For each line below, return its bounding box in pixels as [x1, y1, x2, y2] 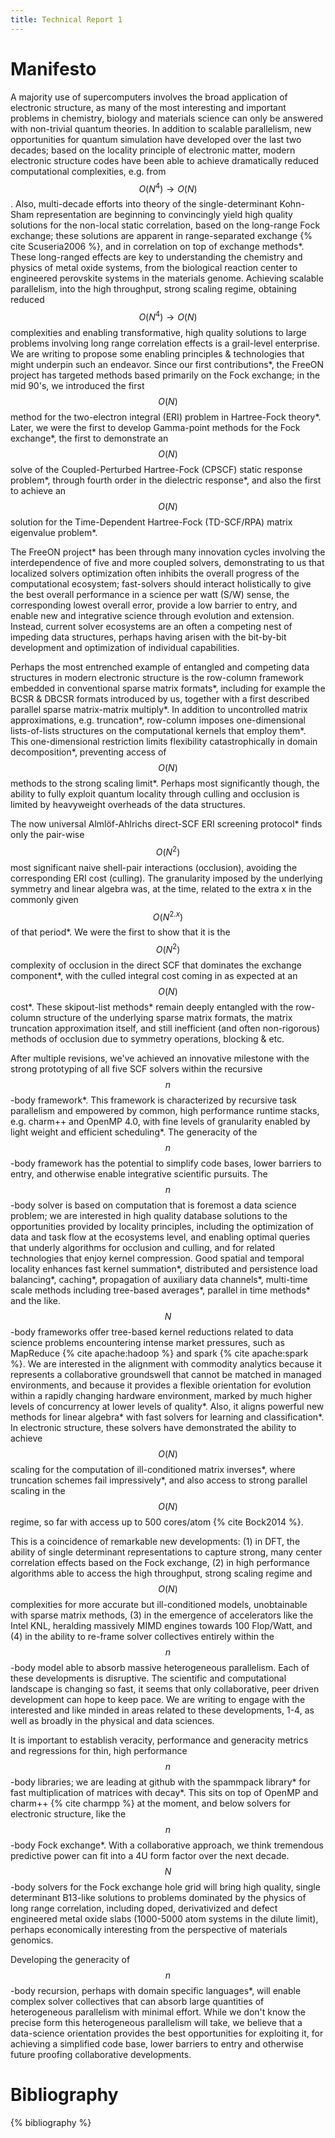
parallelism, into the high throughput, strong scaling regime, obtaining [10, 283, 297, 295]
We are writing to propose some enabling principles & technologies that [10, 347, 305, 360]
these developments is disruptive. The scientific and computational [10, 1672, 287, 1684]
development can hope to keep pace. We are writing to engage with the [10, 1693, 306, 1705]
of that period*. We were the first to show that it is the [10, 926, 231, 938]
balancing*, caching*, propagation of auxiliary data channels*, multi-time [10, 1273, 308, 1285]
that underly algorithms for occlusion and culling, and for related [10, 1241, 276, 1253]
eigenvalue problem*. [10, 526, 98, 538]
